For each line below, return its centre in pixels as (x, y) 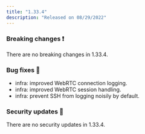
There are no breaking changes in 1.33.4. (57, 54)
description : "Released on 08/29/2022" (56, 18)
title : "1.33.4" (27, 12)
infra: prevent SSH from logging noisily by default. (77, 96)
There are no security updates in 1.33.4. (56, 125)
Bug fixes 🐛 (23, 70)
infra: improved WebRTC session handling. (68, 90)
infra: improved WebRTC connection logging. (71, 83)
